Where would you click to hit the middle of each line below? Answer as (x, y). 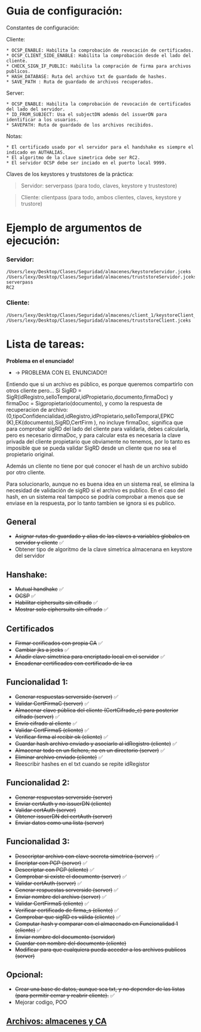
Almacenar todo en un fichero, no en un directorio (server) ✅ (90, 750)
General (22, 522)
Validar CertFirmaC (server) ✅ (52, 703)
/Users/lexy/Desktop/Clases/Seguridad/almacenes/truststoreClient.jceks (99, 320)
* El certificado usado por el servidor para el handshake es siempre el (100, 147)
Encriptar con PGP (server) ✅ (51, 863)
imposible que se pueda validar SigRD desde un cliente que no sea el (92, 448)
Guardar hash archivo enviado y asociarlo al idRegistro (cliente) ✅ (96, 743)
